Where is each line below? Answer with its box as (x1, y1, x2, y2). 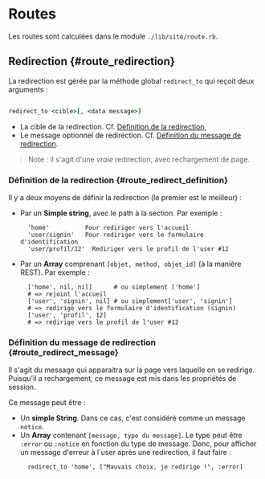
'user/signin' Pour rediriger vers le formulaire (27, 231, 204, 239)
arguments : (8, 84, 48, 94)
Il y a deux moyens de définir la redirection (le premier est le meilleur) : (8, 192, 243, 202)
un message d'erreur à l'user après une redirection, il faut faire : (19, 448, 231, 457)
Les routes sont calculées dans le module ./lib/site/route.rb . (8, 31, 218, 41)
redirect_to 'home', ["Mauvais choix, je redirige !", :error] (27, 463, 243, 471)
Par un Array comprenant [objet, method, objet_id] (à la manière (19, 259, 242, 268)
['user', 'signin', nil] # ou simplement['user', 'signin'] (27, 297, 233, 305)
